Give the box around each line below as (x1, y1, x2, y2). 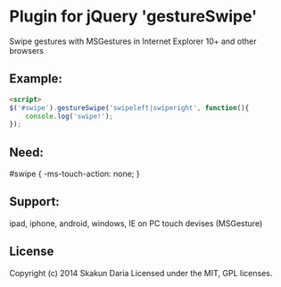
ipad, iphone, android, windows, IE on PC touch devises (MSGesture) (9, 217, 263, 229)
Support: (9, 194, 60, 209)
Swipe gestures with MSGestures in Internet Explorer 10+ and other (9, 36, 257, 46)
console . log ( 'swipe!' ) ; (25, 112, 114, 121)
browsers (9, 45, 45, 55)
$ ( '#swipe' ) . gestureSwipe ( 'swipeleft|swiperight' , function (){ (9, 103, 250, 113)
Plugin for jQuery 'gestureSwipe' (9, 6, 258, 27)
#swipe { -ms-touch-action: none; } (9, 168, 140, 180)
